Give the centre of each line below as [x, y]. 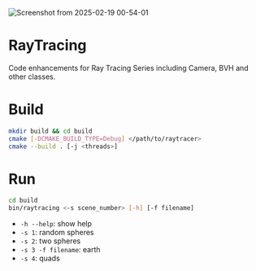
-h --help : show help [56, 224]
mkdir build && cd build [50, 131]
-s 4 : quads [40, 258]
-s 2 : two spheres [50, 241]
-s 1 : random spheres [57, 233]
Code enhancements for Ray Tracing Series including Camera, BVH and [129, 68]
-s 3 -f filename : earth [60, 250]
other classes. [32, 76]
